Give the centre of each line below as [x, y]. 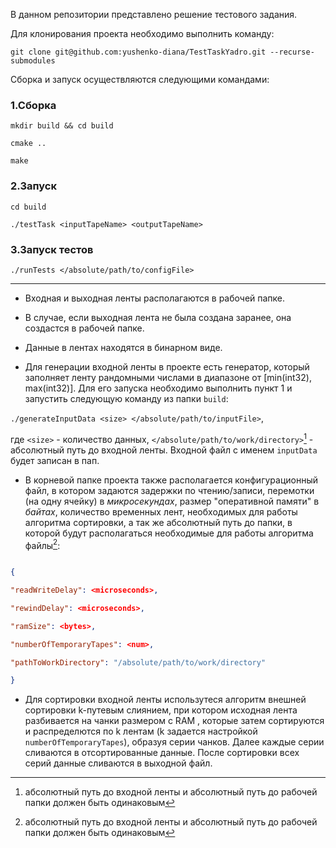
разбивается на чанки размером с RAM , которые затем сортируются [174, 721]
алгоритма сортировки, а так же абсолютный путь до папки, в [158, 522]
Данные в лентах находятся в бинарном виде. [123, 347]
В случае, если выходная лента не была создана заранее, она [158, 317]
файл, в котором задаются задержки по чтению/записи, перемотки [169, 490]
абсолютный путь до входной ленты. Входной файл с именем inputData [164, 450]
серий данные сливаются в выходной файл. [118, 763]
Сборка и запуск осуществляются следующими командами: [140, 79]
